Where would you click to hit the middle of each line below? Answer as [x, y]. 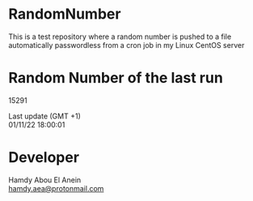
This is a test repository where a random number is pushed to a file [120, 36]
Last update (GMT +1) [44, 116]
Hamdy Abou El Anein [45, 180]
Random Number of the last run [116, 78]
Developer [44, 158]
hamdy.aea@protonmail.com [56, 188]
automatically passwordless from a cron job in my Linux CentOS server [126, 45]
